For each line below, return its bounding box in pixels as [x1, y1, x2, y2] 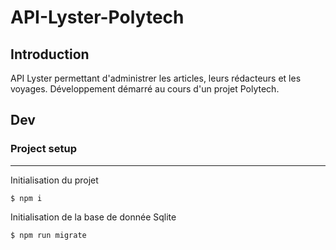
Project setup [10, 142, 77, 156]
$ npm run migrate [10, 230, 87, 240]
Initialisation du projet [10, 174, 99, 186]
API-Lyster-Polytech [10, 6, 185, 29]
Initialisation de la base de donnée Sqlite [10, 211, 177, 223]
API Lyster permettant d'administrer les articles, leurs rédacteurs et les [10, 72, 302, 84]
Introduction [10, 46, 90, 63]
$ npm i [10, 193, 43, 203]
